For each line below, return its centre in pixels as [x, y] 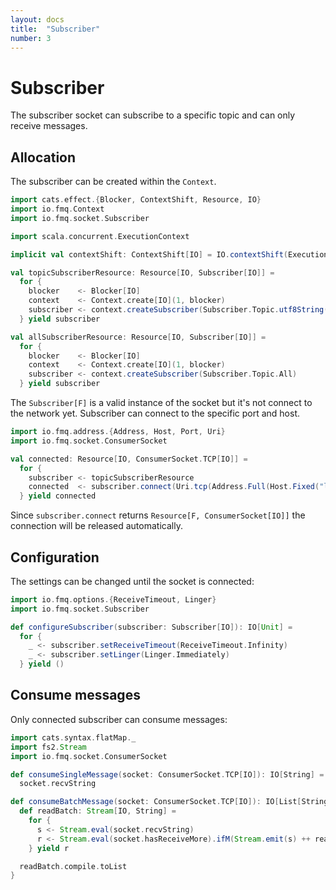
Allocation [43, 157]
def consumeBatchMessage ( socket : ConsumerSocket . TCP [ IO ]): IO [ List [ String [169, 802]
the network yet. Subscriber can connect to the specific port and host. [155, 413]
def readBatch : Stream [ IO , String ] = [98, 811]
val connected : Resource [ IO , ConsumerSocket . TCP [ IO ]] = [129, 459]
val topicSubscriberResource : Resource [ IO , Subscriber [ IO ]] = [142, 272]
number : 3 [31, 38]
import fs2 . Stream [48, 747]
